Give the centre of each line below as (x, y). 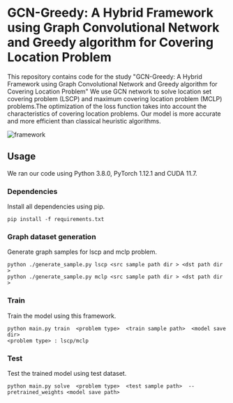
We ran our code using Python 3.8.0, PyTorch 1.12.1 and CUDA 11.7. (102, 173)
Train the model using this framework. (62, 316)
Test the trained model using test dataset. (67, 373)
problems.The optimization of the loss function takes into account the (107, 106)
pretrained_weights (36, 392)
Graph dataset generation (52, 236)
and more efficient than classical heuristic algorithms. (84, 121)
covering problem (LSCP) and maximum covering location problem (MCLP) (115, 98)
